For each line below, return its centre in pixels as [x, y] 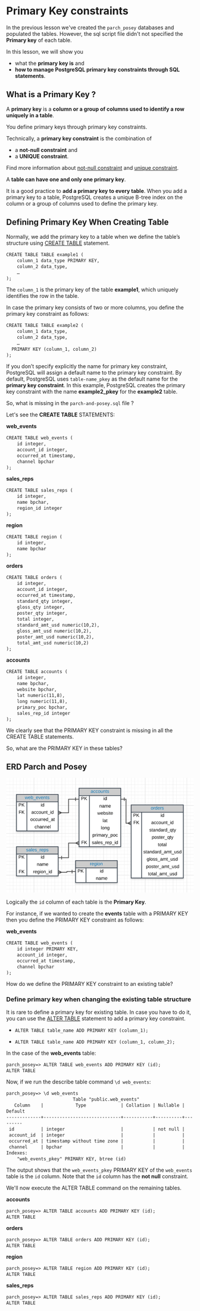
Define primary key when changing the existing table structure [99, 999]
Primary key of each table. [39, 40]
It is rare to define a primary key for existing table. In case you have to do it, [99, 1012]
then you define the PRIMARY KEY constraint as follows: [75, 920]
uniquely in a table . [30, 115]
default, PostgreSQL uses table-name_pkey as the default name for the [92, 379]
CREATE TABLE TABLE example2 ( [45, 325]
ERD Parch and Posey [47, 767]
